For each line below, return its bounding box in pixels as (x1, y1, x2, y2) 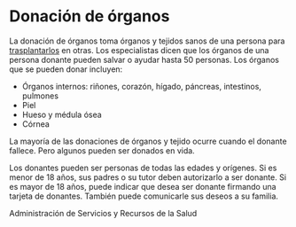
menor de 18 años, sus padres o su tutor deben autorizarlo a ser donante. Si (9, 171, 286, 183)
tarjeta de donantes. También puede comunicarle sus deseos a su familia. (9, 191, 279, 201)
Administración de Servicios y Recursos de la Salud (9, 207, 198, 218)
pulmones (21, 90, 59, 101)
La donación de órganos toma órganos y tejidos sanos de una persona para (9, 35, 285, 46)
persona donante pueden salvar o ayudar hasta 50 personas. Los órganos (9, 54, 279, 65)
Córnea (21, 118, 51, 129)
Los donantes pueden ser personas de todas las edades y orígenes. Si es (9, 162, 277, 173)
